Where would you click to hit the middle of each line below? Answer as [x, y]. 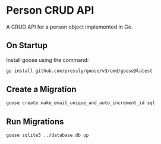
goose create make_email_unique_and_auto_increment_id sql [81, 103]
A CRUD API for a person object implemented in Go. [70, 27]
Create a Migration [41, 90]
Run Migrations [35, 122]
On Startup [27, 46]
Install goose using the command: [48, 60]
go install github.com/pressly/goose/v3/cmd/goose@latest [79, 71]
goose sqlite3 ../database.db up [48, 135]
